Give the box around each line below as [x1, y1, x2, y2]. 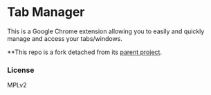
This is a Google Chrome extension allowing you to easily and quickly [7, 27, 205, 35]
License [7, 65, 35, 75]
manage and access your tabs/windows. [7, 34, 123, 42]
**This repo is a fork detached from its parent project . [7, 48, 163, 56]
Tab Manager [7, 4, 85, 20]
